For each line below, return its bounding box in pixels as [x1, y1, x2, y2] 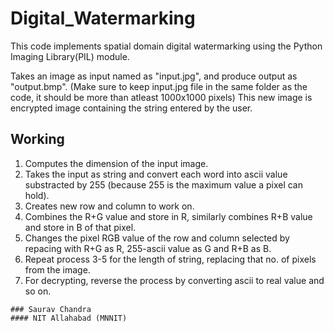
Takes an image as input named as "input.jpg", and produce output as [10, 70, 298, 82]
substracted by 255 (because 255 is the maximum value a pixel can [24, 178, 303, 191]
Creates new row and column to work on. [24, 200, 195, 212]
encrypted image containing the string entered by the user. [10, 102, 253, 114]
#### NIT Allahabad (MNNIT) [10, 313, 128, 323]
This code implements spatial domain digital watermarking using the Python [10, 40, 323, 52]
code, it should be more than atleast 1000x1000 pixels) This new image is [10, 91, 313, 103]
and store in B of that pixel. [24, 221, 137, 233]
